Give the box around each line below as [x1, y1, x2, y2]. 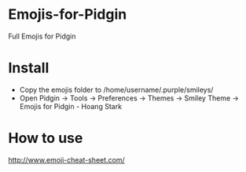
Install [8, 59, 50, 77]
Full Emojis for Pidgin [8, 31, 76, 41]
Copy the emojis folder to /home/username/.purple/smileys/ [19, 85, 214, 94]
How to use [8, 130, 83, 147]
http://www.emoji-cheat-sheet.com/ [8, 155, 126, 164]
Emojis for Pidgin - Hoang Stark [19, 101, 123, 111]
